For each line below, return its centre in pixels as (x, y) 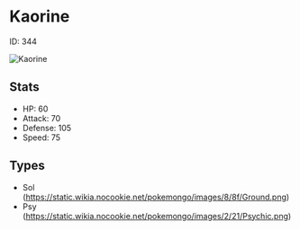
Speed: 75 (41, 137)
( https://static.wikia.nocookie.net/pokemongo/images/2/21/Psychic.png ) (157, 216)
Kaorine (40, 17)
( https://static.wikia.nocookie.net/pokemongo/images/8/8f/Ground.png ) (156, 197)
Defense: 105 (47, 128)
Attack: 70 (41, 118)
